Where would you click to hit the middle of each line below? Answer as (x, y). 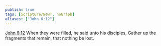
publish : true (20, 10)
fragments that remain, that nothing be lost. (50, 38)
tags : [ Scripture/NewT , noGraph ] (40, 14)
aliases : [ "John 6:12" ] (30, 19)
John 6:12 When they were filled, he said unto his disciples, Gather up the (80, 33)
